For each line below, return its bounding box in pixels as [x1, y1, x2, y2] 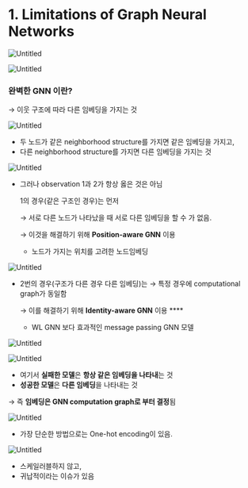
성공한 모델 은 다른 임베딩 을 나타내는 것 [19, 380, 139, 390]
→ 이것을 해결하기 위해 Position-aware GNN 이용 [19, 230, 176, 240]
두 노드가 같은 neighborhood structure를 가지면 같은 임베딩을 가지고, [19, 137, 235, 147]
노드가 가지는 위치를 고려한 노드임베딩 [31, 247, 149, 256]
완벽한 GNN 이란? [8, 85, 73, 96]
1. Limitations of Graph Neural [8, 6, 208, 24]
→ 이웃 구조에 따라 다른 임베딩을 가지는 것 [8, 105, 137, 114]
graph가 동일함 [19, 289, 67, 298]
